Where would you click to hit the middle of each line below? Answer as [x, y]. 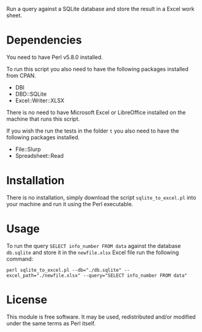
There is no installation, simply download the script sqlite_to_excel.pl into [101, 197]
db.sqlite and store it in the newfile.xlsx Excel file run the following [93, 252]
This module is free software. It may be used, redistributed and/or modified [101, 317]
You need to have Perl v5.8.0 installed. [54, 57]
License [27, 299]
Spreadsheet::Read [39, 155]
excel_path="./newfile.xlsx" [43, 276]
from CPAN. [21, 75]
